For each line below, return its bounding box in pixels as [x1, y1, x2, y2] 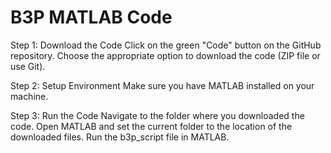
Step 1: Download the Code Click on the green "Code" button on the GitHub [10, 39, 322, 51]
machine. [10, 90, 49, 102]
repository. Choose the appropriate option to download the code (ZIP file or [10, 49, 321, 61]
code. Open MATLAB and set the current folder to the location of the [10, 120, 293, 132]
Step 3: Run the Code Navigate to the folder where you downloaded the [10, 109, 305, 121]
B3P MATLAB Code [10, 6, 173, 29]
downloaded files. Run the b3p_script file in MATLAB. [10, 131, 230, 143]
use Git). [10, 60, 46, 72]
